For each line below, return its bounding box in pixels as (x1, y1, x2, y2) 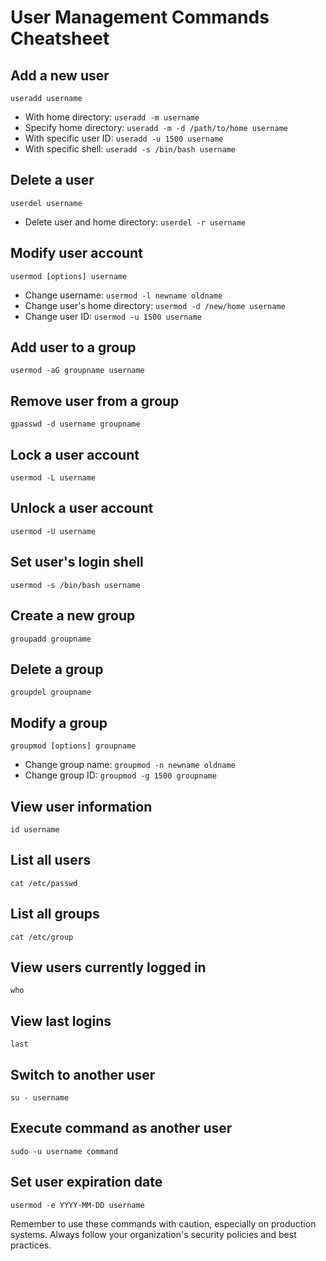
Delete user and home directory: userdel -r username (24, 216, 247, 228)
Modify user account (10, 245, 143, 262)
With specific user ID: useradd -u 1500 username (24, 132, 224, 144)
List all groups (10, 906, 100, 923)
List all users (10, 852, 92, 869)
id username (10, 824, 60, 835)
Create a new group (10, 607, 136, 625)
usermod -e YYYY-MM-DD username (10, 1200, 145, 1210)
